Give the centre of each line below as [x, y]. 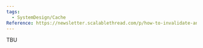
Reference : [20, 23]
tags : [13, 12]
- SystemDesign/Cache [39, 17]
